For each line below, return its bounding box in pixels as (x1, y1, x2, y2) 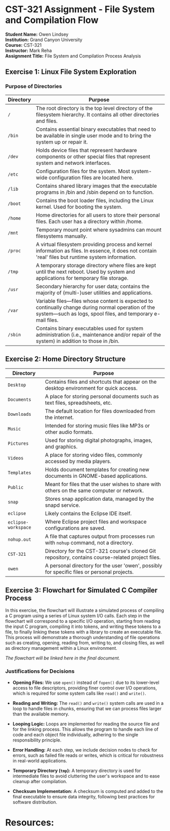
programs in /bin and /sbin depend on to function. (35, 188, 154, 195)
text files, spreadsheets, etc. (45, 399, 112, 407)
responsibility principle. (12, 737, 62, 743)
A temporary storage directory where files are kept (35, 262, 156, 269)
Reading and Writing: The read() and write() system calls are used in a (12, 700, 163, 706)
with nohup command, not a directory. (45, 539, 134, 547)
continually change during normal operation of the (35, 304, 155, 311)
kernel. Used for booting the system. (35, 203, 122, 210)
